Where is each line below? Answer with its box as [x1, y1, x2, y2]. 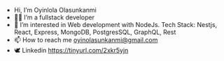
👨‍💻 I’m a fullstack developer [13, 13, 94, 21]
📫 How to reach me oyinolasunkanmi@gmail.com [13, 36, 158, 44]
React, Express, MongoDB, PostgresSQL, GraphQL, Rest [13, 28, 176, 36]
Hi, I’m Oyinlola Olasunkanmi [13, 6, 97, 14]
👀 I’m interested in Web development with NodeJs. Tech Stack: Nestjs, [13, 21, 218, 28]
